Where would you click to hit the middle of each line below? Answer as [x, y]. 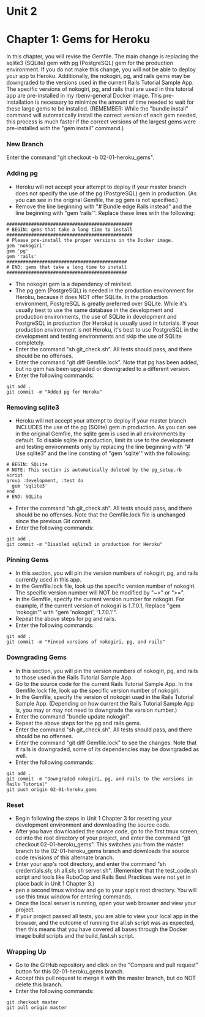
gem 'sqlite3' [30, 486]
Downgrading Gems [37, 657]
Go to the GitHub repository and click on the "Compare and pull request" [107, 965]
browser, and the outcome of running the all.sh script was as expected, [105, 922]
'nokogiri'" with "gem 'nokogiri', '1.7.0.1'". [66, 612]
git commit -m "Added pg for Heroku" [54, 392]
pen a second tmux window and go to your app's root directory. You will [106, 890]
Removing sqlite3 [33, 407]
